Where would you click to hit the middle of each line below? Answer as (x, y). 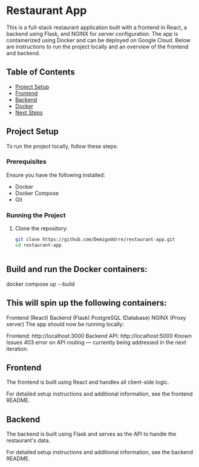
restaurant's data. (28, 440)
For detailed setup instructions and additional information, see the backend (100, 452)
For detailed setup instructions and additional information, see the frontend (99, 394)
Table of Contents (41, 72)
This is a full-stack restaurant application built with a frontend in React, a (97, 27)
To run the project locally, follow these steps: (62, 146)
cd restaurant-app (38, 245)
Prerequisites (26, 162)
